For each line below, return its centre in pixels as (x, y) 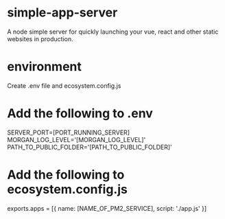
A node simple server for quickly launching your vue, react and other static (113, 32)
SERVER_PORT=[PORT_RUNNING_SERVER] (69, 132)
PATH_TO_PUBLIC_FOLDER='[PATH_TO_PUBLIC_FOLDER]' (90, 147)
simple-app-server (62, 13)
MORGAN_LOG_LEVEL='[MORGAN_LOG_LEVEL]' (76, 139)
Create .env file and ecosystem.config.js (64, 85)
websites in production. (40, 38)
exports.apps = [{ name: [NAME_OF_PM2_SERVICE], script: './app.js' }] (107, 208)
